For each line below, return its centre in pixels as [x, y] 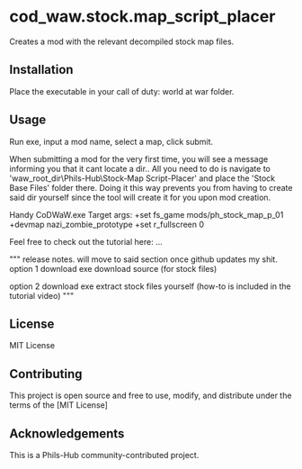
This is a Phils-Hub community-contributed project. [104, 455]
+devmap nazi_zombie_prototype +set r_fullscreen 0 [107, 224]
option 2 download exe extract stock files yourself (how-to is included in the [151, 286]
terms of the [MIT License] [58, 405]
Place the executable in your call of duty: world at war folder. [122, 91]
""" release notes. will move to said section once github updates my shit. [144, 259]
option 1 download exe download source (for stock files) [113, 268]
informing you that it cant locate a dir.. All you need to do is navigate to [140, 168]
